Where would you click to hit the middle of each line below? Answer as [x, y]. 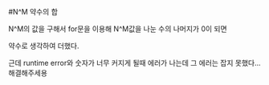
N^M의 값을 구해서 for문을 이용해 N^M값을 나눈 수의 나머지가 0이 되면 [118, 29]
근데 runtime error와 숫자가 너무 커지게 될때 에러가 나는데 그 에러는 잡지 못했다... [134, 63]
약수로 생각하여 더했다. [44, 46]
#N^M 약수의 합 [33, 12]
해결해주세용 [28, 73]
